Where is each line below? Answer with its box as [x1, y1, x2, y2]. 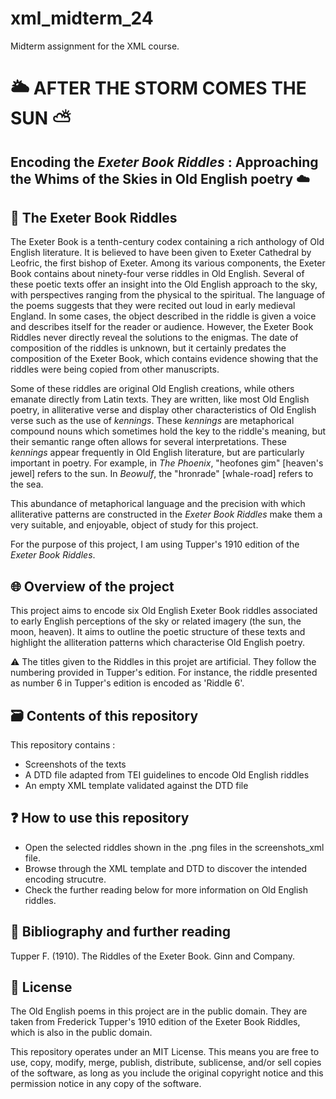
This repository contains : [10, 738, 116, 751]
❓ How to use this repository [10, 810, 190, 827]
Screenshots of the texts [24, 758, 127, 770]
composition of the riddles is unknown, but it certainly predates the [10, 342, 287, 354]
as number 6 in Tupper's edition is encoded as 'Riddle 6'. [10, 677, 245, 689]
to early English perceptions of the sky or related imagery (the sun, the [10, 615, 302, 627]
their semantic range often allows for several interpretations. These [10, 436, 287, 448]
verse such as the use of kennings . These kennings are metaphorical [10, 415, 295, 427]
